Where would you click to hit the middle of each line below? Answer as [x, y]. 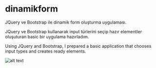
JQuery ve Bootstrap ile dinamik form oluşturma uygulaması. [66, 22]
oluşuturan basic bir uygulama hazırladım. [47, 37]
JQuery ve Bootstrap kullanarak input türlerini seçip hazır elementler [74, 31]
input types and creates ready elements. [46, 51]
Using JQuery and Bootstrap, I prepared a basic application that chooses [78, 46]
